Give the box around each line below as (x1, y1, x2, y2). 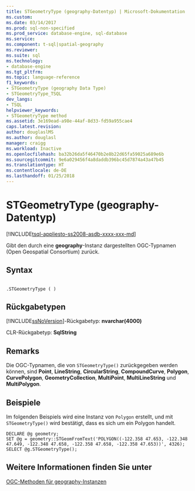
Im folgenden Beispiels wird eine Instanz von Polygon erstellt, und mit (6, 413, 173, 420)
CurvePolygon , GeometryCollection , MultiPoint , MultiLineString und (6, 374, 176, 381)
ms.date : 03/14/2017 (6, 19, 57, 25)
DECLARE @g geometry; (6, 431, 59, 437)
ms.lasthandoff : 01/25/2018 (6, 173, 75, 179)
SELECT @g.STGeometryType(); (6, 446, 78, 453)
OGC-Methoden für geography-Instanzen (6, 478, 107, 485)
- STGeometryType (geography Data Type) (6, 85, 107, 91)
